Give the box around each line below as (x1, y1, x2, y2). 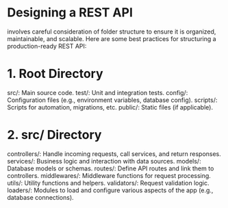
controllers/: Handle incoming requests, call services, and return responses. (7, 149, 221, 158)
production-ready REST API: (7, 42, 87, 50)
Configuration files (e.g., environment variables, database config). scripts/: (7, 96, 218, 104)
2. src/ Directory (7, 127, 102, 143)
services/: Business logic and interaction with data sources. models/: (7, 157, 201, 165)
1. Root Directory (7, 66, 103, 81)
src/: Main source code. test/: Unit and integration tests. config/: (7, 88, 188, 96)
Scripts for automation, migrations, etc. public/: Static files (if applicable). (7, 103, 214, 111)
